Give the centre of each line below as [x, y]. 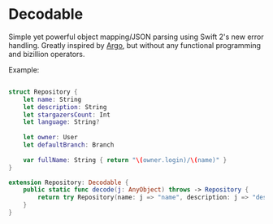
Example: [24, 69]
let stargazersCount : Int [67, 115]
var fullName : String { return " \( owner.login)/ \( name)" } [125, 160]
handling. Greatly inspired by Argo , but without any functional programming [135, 45]
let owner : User [51, 138]
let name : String [52, 99]
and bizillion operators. [47, 54]
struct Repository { [43, 92]
